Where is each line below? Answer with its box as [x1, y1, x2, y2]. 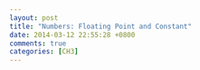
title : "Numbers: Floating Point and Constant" [9, 22, 193, 31]
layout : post [9, 13, 59, 23]
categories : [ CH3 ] [9, 47, 79, 56]
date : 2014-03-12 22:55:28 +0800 [9, 30, 136, 39]
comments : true [9, 38, 67, 48]
